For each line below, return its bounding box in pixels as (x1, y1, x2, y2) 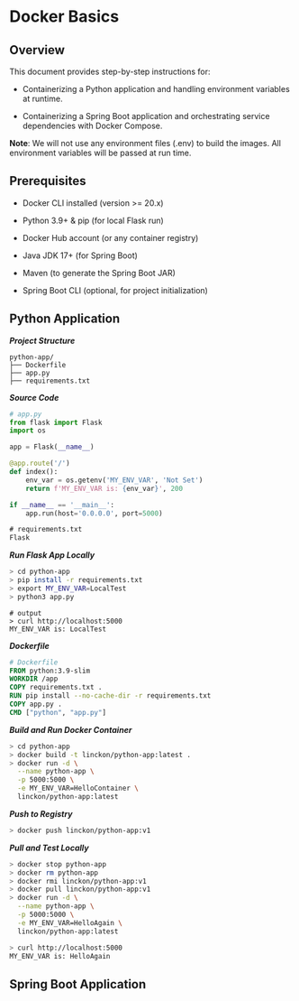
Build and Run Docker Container (9, 724, 132, 735)
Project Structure (9, 335, 76, 346)
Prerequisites (9, 173, 86, 189)
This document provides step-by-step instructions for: (9, 66, 211, 77)
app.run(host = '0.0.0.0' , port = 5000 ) (25, 508, 164, 518)
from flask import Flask (9, 418, 103, 427)
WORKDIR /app (9, 674, 59, 683)
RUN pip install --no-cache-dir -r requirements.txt (9, 691, 212, 700)
